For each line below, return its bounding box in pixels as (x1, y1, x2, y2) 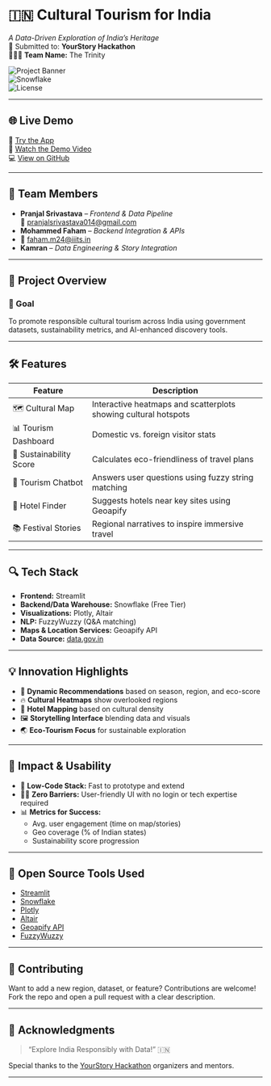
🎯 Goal (8, 297, 35, 309)
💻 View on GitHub (8, 153, 70, 162)
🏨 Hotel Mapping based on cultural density (19, 704, 164, 713)
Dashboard (12, 436, 55, 447)
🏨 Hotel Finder (12, 500, 67, 511)
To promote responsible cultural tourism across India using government (8, 317, 246, 326)
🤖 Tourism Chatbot (12, 477, 83, 488)
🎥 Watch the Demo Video (8, 144, 92, 154)
